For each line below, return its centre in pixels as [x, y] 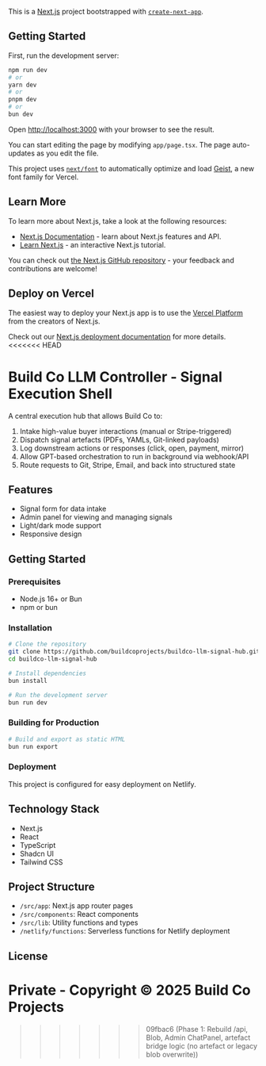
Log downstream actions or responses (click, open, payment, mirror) [131, 448]
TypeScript [38, 845]
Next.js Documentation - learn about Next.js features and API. [120, 236]
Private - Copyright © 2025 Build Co [129, 990]
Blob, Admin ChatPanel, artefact [198, 1037]
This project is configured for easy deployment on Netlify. [102, 784]
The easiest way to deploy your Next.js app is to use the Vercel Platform [126, 313]
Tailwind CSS [41, 862]
